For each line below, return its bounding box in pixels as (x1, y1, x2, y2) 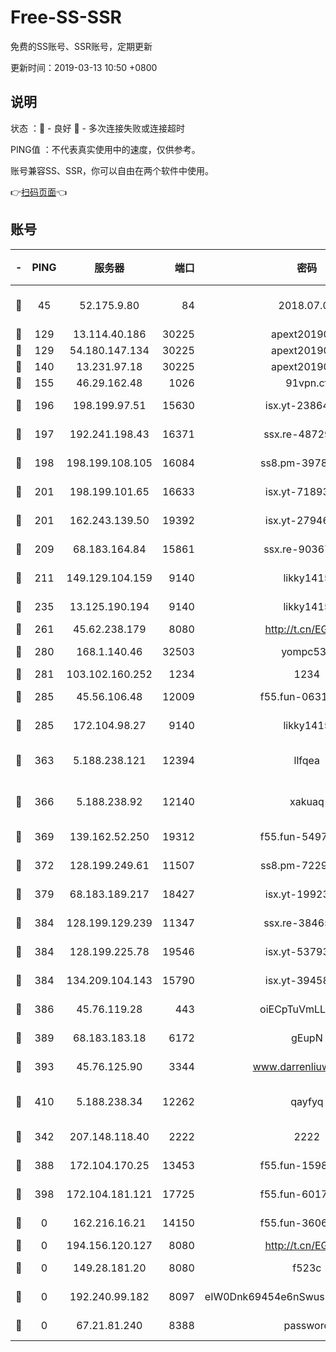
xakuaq (289, 794, 325, 808)
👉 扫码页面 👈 (10, 186, 68, 198)
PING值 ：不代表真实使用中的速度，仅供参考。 (10, 143, 201, 155)
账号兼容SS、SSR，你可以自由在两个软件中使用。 (10, 164, 214, 176)
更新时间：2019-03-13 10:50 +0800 (10, 61, 158, 73)
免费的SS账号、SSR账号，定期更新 (10, 40, 153, 52)
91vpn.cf (285, 376, 329, 390)
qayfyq (290, 1094, 324, 1108)
